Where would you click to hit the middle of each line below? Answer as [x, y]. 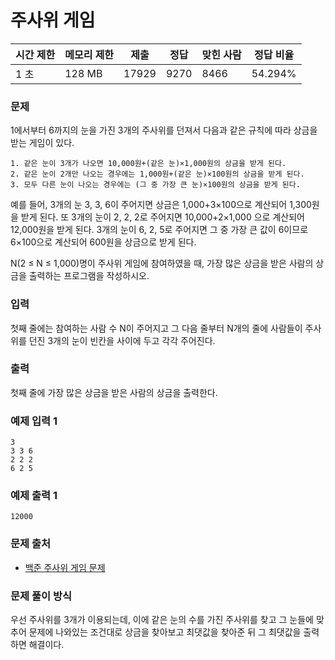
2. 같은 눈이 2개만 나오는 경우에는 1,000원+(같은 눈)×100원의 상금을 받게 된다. [157, 174]
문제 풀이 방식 [41, 596]
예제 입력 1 [34, 421]
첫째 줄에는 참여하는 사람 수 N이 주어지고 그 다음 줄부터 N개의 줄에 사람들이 [156, 328]
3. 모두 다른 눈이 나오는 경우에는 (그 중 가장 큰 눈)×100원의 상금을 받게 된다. [155, 185]
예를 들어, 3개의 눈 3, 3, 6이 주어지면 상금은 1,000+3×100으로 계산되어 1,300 [161, 205]
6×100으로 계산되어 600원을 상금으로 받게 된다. [103, 242]
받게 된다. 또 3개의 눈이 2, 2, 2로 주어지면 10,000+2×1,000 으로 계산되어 [162, 217]
